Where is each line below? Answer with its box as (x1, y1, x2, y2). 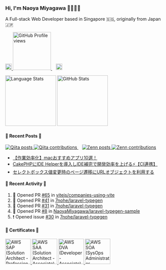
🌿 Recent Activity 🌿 (5, 181, 47, 187)
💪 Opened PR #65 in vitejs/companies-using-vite (12, 192, 115, 198)
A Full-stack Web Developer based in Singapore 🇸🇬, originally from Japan (5, 16, 161, 22)
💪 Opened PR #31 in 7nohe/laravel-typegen (12, 202, 103, 209)
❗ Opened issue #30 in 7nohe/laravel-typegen (12, 213, 108, 219)
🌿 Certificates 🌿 (5, 227, 39, 233)
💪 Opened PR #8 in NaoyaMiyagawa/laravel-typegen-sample (12, 208, 140, 214)
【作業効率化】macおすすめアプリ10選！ (12, 154, 98, 161)
